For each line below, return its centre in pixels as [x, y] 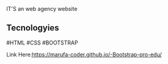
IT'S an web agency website [42, 9]
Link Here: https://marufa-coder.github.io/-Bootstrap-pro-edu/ [84, 54]
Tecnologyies [33, 28]
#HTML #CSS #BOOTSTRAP [42, 43]
